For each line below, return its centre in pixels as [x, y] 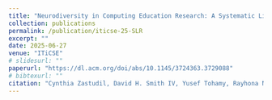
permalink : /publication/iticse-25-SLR [76, 31]
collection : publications [52, 23]
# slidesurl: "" [36, 61]
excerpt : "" [28, 38]
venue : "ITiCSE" [36, 53]
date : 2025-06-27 [38, 46]
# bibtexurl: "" [36, 76]
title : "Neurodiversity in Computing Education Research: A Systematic [132, 16]
